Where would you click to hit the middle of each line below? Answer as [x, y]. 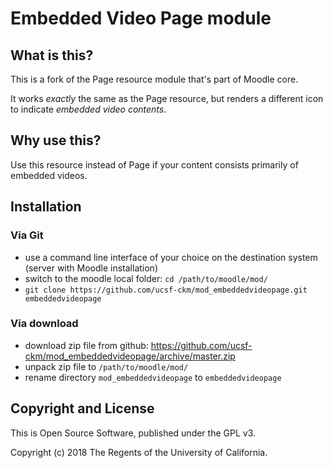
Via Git [27, 235]
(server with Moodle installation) [91, 268]
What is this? [52, 55]
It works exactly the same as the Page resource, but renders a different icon [167, 98]
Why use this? [56, 140]
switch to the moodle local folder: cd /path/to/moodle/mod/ [146, 278]
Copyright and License [82, 408]
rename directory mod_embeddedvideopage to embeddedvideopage [153, 377]
